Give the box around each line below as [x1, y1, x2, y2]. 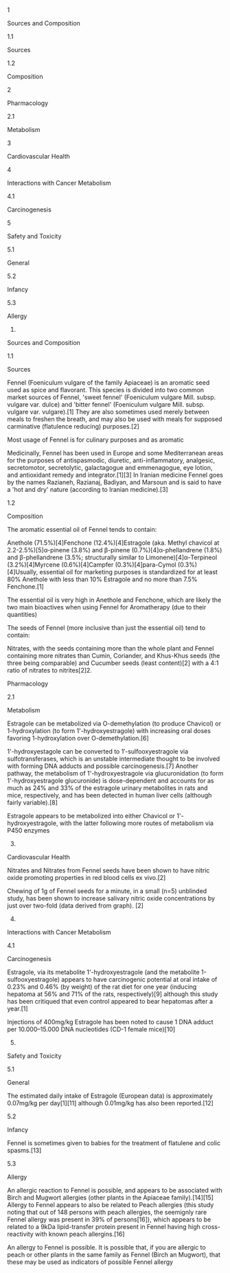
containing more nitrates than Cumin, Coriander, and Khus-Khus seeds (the [7, 652, 220, 660]
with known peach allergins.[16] [35, 1230, 125, 1238]
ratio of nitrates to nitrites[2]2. [7, 666, 93, 674]
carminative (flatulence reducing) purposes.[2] [7, 423, 139, 430]
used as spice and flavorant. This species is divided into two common [7, 386, 205, 394]
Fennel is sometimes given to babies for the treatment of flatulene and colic [7, 1139, 221, 1147]
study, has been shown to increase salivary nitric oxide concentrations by [7, 894, 215, 902]
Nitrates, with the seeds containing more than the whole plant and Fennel [7, 644, 214, 652]
